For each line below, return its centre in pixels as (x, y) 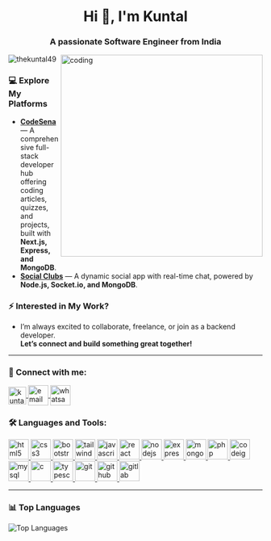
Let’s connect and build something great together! (106, 344)
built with (35, 233)
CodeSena (38, 121)
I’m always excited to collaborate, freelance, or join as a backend (127, 327)
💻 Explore (29, 81)
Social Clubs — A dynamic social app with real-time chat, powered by (137, 276)
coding (32, 190)
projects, (35, 224)
